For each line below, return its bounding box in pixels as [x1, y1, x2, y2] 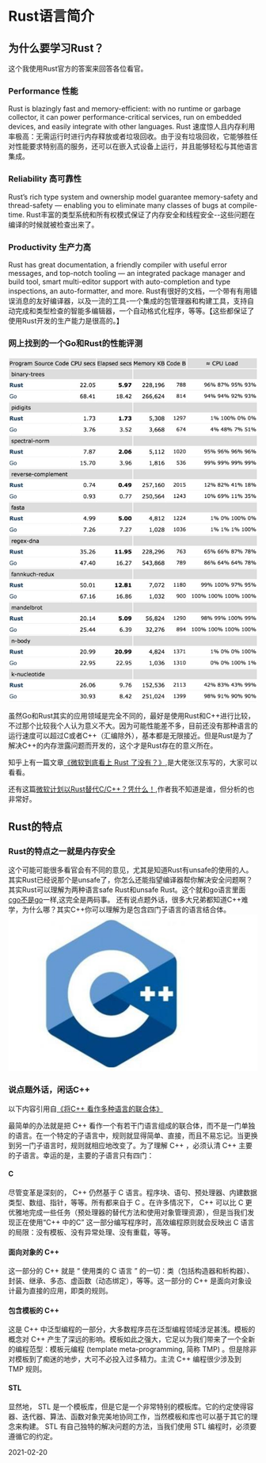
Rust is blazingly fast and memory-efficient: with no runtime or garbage [8, 104, 241, 113]
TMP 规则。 [8, 1365, 47, 1374]
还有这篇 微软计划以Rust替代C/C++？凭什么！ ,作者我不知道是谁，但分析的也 [8, 784, 255, 794]
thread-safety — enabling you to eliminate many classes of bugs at [8, 200, 227, 210]
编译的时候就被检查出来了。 [8, 220, 99, 229]
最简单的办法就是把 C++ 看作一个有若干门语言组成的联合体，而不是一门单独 [8, 1120, 256, 1130]
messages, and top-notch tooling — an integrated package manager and [8, 268, 245, 278]
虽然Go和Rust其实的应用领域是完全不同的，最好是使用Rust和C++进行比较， [8, 711, 256, 721]
